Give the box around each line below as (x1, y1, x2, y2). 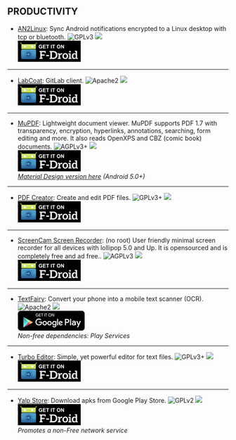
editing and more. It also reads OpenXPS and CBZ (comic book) (17, 134, 202, 142)
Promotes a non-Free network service (17, 426, 128, 434)
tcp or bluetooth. (17, 32, 66, 41)
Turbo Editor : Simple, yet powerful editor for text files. (17, 352, 173, 361)
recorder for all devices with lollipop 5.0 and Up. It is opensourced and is (17, 243, 228, 252)
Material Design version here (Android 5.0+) (17, 172, 145, 180)
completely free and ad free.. (17, 251, 102, 260)
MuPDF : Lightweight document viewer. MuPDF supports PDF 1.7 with (17, 119, 218, 127)
